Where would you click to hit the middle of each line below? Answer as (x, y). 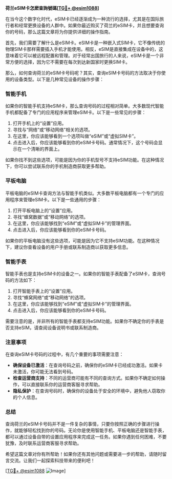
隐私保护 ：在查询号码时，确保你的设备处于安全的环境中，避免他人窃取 (87, 391)
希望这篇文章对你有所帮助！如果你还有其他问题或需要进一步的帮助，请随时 (84, 454)
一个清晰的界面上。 (42, 149)
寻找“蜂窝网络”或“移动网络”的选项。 (50, 297)
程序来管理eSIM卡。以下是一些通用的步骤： (55, 199)
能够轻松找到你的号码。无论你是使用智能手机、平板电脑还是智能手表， (93, 430)
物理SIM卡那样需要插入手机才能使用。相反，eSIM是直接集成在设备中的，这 (84, 49)
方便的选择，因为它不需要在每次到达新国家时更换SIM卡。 (70, 62)
